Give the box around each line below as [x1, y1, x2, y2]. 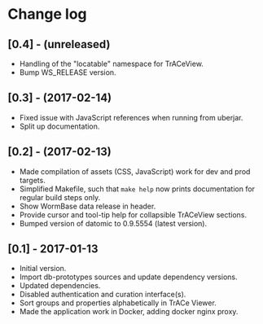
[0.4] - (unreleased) [7, 37, 111, 51]
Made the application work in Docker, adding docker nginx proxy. [19, 307, 239, 317]
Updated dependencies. [19, 281, 101, 291]
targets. [19, 175, 46, 185]
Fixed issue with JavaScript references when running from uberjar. [19, 112, 243, 122]
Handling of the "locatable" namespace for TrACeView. [19, 59, 204, 68]
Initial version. [19, 264, 67, 274]
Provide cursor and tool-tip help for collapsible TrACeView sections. [19, 209, 248, 220]
